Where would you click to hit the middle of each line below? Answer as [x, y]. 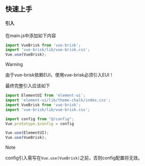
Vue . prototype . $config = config [40, 124]
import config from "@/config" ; [40, 119]
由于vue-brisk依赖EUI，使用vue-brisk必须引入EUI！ [59, 75]
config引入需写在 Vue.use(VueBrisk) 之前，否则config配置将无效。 [74, 158]
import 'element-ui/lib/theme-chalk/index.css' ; [58, 100]
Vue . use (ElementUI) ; [27, 133]
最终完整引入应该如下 [28, 86]
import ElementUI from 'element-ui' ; [45, 96]
